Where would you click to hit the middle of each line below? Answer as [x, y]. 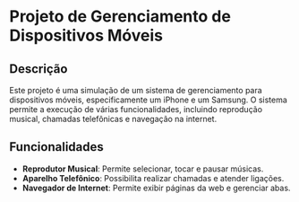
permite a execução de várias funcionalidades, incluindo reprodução [136, 109]
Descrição [38, 69]
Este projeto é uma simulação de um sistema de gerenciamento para [136, 90]
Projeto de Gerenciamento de [120, 17]
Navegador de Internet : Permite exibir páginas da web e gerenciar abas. [156, 188]
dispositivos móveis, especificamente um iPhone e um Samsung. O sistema [149, 100]
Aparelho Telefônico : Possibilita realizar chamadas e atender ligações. [153, 178]
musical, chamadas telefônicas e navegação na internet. [113, 119]
